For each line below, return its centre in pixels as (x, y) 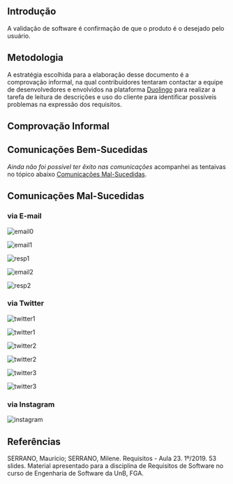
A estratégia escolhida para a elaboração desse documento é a (98, 74)
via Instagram (31, 404)
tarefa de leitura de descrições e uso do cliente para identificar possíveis (112, 96)
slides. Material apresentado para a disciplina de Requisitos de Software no (115, 465)
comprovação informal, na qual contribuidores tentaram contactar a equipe (115, 82)
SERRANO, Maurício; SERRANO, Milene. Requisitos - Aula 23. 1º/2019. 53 (112, 458)
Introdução (32, 12)
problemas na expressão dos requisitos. (65, 104)
